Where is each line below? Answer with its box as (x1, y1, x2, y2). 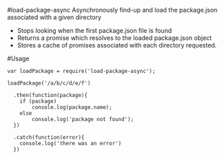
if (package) (19, 98, 57, 105)
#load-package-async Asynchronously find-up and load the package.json (7, 6, 218, 14)
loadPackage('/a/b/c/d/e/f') (7, 80, 91, 87)
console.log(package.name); (32, 104, 112, 111)
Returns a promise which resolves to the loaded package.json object (17, 34, 212, 42)
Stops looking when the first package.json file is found (17, 27, 172, 34)
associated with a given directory (7, 13, 102, 21)
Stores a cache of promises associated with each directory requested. (17, 41, 217, 49)
